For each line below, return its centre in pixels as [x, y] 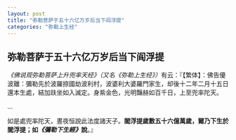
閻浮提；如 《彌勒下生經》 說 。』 [52, 129]
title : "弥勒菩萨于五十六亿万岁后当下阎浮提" [66, 20]
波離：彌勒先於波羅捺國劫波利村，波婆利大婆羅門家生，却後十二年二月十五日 [118, 84]
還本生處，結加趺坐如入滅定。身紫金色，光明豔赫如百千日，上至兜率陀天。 [115, 92]
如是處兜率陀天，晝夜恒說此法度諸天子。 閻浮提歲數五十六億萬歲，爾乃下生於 [118, 121]
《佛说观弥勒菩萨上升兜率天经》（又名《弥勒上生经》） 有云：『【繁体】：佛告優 [117, 75]
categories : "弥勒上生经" [42, 27]
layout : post [26, 14]
